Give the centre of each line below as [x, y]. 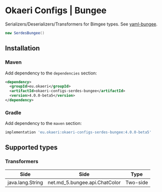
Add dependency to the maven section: [43, 123]
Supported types [31, 148]
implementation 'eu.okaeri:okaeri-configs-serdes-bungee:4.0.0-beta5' [78, 132]
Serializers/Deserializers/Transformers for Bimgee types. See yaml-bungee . [81, 24]
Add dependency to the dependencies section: [51, 73]
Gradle [13, 113]
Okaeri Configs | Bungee [56, 11]
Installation [22, 48]
